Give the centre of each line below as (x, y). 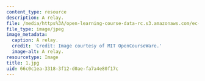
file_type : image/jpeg (35, 29)
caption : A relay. (35, 40)
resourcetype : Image (33, 57)
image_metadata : (27, 35)
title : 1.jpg (23, 63)
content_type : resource (37, 12)
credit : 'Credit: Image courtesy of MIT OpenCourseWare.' (87, 46)
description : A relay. (35, 18)
